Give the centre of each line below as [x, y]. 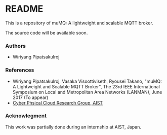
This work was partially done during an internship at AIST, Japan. [73, 127]
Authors [16, 46]
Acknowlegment [26, 116]
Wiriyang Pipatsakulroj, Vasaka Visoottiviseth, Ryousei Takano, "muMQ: [87, 81]
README [24, 9]
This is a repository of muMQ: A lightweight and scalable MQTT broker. [79, 23]
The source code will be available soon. [47, 32]
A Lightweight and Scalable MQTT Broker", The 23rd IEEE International [86, 86]
